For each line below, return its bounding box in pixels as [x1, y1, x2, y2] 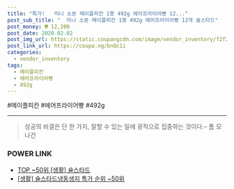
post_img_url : [7, 36, 49, 43]
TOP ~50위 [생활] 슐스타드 [17, 165, 91, 174]
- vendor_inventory [13, 56, 70, 63]
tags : [7, 62, 23, 69]
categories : [7, 49, 42, 56]
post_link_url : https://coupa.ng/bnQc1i [7, 42, 127, 49]
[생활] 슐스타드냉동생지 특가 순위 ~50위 [17, 174, 125, 183]
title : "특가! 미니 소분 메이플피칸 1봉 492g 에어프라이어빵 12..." [7, 10, 189, 17]
